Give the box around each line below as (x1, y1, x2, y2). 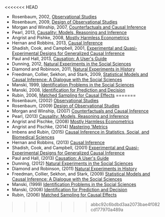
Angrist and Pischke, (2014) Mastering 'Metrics (11, 124, 108, 130)
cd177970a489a (90, 207, 124, 213)
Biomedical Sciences (11, 134, 55, 140)
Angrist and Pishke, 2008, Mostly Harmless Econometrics (11, 35, 129, 40)
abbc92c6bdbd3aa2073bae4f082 (90, 202, 160, 207)
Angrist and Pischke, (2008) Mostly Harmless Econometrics (11, 118, 134, 124)
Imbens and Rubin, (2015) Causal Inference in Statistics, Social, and (11, 129, 149, 135)
